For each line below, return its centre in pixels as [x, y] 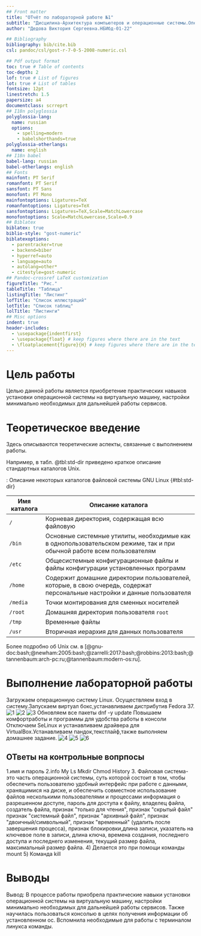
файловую [60, 526]
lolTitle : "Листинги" [33, 312]
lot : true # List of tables [41, 83]
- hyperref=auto [32, 256]
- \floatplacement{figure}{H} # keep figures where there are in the [100, 344]
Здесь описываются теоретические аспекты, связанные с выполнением [99, 444]
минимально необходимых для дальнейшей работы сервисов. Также [95, 907]
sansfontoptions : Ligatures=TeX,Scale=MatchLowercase [75, 211]
